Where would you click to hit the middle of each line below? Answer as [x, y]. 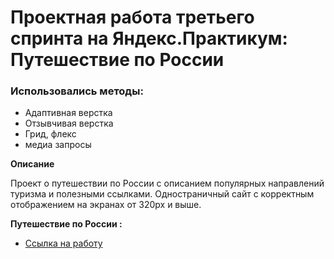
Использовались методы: [77, 91]
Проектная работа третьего [132, 17]
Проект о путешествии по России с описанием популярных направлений [167, 183]
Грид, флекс [50, 134]
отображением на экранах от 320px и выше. [106, 205]
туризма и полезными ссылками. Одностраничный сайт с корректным [162, 194]
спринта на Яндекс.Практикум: [149, 38]
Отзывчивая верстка [69, 123]
